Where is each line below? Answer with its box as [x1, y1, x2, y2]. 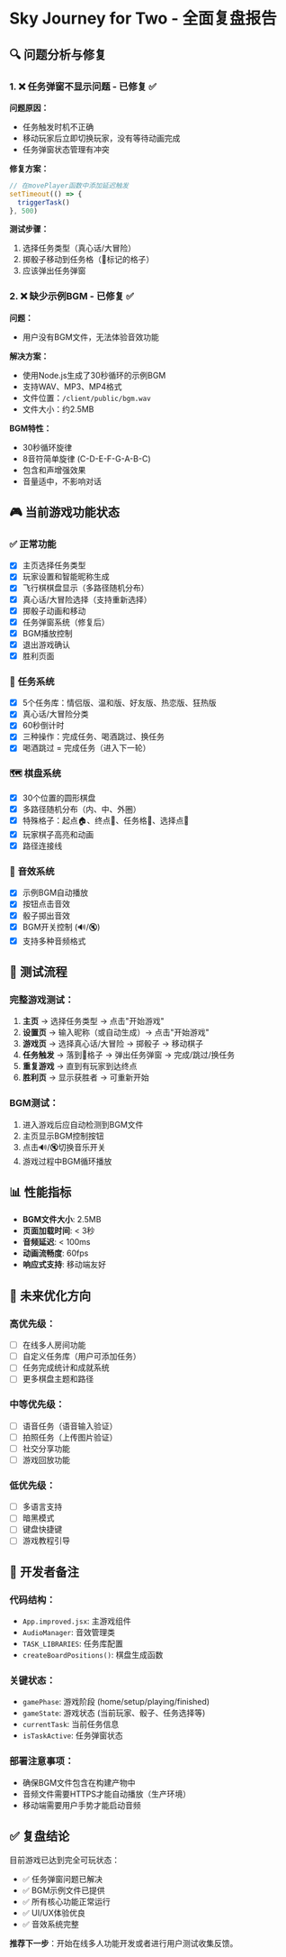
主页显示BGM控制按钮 [22, 1130, 105, 1141]
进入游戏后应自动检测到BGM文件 [22, 1119, 144, 1129]
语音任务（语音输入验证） [22, 1421, 118, 1431]
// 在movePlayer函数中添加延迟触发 [9, 181, 129, 190]
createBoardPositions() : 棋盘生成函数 [22, 1650, 164, 1660]
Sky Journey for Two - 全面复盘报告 [9, 8, 277, 29]
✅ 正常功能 [9, 537, 57, 550]
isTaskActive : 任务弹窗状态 [22, 1730, 123, 1741]
